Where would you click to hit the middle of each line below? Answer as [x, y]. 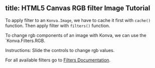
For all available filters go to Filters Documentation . [58, 60]
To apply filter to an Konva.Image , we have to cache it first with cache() [78, 20]
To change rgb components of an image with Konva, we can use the [76, 35]
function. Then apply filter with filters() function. [58, 25]
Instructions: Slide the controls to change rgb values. [60, 50]
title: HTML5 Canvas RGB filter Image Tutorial [78, 8]
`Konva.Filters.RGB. [25, 40]
